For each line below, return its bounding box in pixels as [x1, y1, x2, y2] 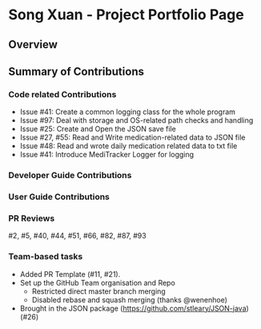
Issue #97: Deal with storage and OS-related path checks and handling [19, 116, 254, 125]
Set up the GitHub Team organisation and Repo [19, 278, 176, 287]
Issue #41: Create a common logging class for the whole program [19, 107, 236, 117]
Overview [8, 38, 58, 51]
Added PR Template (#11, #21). [19, 269, 121, 278]
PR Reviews [8, 213, 55, 224]
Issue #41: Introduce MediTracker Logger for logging [19, 150, 195, 160]
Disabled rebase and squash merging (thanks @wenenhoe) [31, 294, 228, 304]
